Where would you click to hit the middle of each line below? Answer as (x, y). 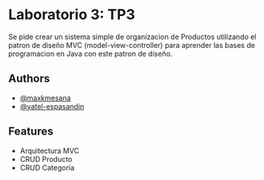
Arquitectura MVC (50, 151)
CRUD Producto (46, 159)
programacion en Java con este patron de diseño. (90, 53)
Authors (29, 78)
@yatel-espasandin (52, 106)
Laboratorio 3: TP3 (72, 15)
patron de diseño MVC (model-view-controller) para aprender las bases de (132, 45)
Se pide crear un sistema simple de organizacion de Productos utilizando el (132, 37)
